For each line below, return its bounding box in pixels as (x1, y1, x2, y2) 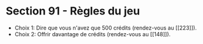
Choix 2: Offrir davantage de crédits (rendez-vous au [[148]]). (14, 30, 171, 37)
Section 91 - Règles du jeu (6, 4, 140, 18)
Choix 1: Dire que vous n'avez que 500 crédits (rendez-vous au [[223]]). (14, 24, 197, 31)
